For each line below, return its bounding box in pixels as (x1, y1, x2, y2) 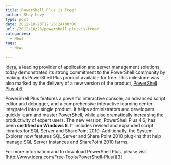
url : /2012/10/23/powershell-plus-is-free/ (5, 26, 100, 32)
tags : (5, 41, 17, 46)
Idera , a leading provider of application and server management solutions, (5, 64, 161, 70)
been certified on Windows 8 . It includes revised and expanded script (5, 122, 154, 128)
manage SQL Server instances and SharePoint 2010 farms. (5, 139, 129, 145)
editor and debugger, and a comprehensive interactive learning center (5, 100, 153, 107)
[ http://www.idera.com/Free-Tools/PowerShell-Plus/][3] (5, 154, 123, 160)
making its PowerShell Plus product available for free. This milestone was (5, 74, 159, 80)
